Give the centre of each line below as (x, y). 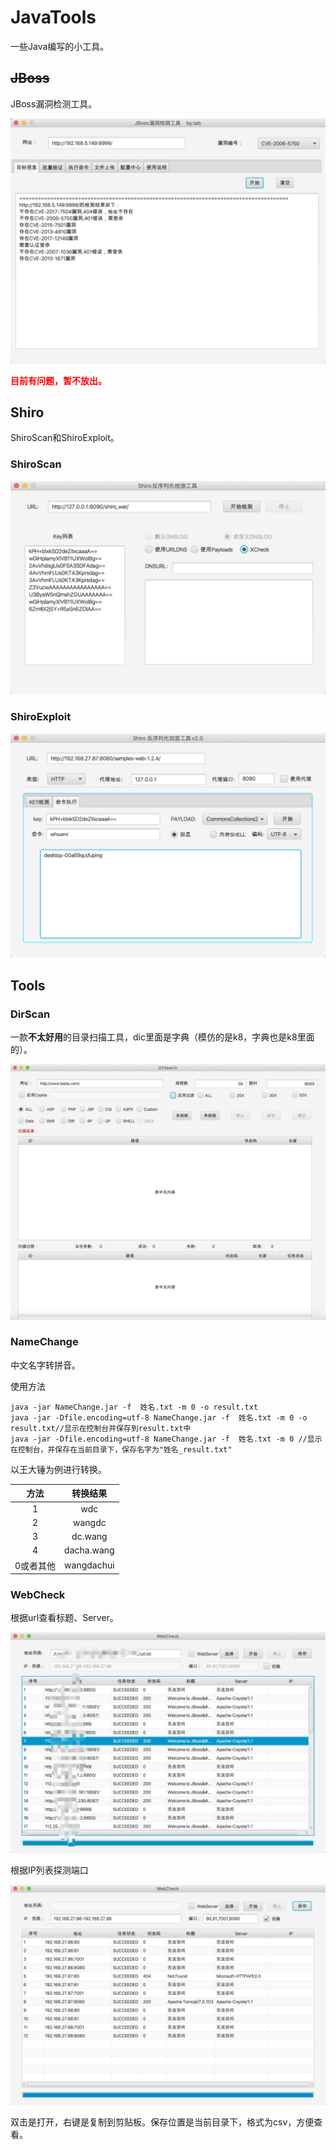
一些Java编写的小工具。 (60, 46)
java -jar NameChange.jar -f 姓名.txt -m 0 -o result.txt (134, 1407)
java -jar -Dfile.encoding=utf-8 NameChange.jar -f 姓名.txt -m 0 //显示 (166, 1439)
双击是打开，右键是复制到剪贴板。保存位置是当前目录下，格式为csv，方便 (162, 2122)
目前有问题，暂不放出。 (58, 380)
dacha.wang (89, 1550)
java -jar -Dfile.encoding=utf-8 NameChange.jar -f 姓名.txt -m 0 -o (159, 1417)
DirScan (30, 1014)
